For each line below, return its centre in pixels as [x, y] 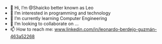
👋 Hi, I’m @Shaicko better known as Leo [52, 8]
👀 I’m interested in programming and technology [60, 13]
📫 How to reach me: [32, 29]
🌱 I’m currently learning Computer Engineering [58, 18]
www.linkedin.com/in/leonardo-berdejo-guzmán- [106, 29]
